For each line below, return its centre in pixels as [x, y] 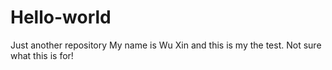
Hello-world [61, 17]
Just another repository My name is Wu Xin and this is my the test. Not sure [166, 45]
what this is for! [42, 55]
